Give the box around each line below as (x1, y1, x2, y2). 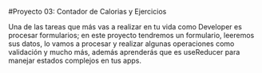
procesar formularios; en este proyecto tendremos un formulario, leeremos (8, 31, 255, 40)
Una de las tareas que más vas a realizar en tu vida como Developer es (8, 22, 242, 31)
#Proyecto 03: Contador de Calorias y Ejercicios (8, 7, 167, 16)
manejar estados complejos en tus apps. (8, 56, 142, 65)
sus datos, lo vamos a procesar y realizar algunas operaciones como (8, 39, 235, 48)
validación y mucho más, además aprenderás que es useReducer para (8, 48, 240, 56)
